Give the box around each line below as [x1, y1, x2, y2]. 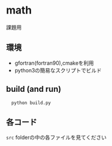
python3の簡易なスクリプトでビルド [14, 67, 102, 74]
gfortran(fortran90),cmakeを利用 [14, 59, 94, 67]
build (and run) [6, 84, 62, 94]
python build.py [11, 99, 51, 106]
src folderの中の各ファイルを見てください [6, 134, 107, 141]
